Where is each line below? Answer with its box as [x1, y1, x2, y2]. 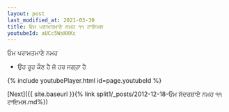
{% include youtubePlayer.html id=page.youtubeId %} [7, 77, 162, 85]
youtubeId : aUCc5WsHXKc [7, 29, 77, 37]
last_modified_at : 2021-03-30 [7, 17, 95, 24]
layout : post [7, 10, 45, 17]
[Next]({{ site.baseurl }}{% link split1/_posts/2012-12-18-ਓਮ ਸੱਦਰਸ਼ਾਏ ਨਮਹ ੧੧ [7, 90, 223, 98]
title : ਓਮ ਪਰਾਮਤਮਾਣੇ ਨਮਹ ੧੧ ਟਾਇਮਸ [7, 23, 104, 30]
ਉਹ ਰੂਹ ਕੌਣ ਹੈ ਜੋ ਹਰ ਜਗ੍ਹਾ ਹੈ [17, 63, 87, 71]
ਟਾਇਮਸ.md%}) [7, 98, 49, 106]
